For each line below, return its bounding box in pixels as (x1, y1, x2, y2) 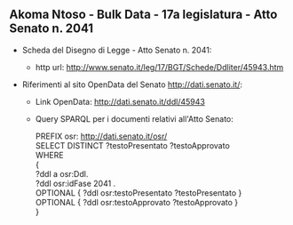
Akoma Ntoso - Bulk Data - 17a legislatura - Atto (9, 7, 278, 22)
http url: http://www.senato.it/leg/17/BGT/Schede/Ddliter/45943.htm (35, 61, 284, 72)
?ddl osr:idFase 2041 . (35, 178, 116, 189)
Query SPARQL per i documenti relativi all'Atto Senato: (35, 113, 234, 124)
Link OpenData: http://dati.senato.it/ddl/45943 (35, 96, 206, 107)
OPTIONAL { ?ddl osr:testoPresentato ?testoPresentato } (35, 187, 242, 198)
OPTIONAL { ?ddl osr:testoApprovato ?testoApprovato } (35, 197, 239, 207)
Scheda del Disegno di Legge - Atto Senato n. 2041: (21, 44, 212, 55)
